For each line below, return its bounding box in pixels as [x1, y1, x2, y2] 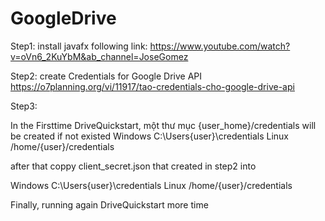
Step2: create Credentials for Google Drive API [10, 70, 203, 82]
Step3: [10, 100, 38, 112]
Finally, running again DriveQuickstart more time [10, 198, 209, 211]
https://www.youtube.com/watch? [149, 40, 291, 52]
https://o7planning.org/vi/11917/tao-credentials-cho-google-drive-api [10, 80, 295, 92]
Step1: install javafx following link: [10, 40, 148, 52]
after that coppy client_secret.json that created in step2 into [10, 160, 257, 172]
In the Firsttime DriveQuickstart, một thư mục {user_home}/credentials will [10, 119, 317, 131]
